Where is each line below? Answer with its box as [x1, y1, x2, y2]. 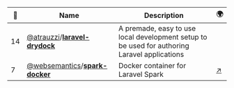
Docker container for [118, 61, 187, 70]
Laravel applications [118, 50, 185, 59]
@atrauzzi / [26, 33, 63, 42]
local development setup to [118, 33, 208, 42]
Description [143, 10, 184, 20]
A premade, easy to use [118, 24, 196, 33]
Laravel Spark [118, 69, 164, 79]
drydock [26, 41, 56, 51]
